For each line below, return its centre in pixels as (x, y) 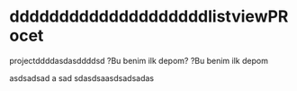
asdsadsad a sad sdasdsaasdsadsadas (82, 77)
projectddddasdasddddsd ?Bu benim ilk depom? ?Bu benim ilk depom (139, 60)
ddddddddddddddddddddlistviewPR (149, 17)
